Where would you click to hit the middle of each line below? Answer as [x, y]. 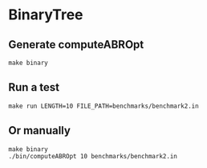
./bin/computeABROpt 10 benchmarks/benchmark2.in [93, 156]
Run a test [34, 87]
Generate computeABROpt [76, 45]
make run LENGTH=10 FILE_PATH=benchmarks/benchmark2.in [103, 106]
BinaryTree [46, 15]
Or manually [39, 131]
